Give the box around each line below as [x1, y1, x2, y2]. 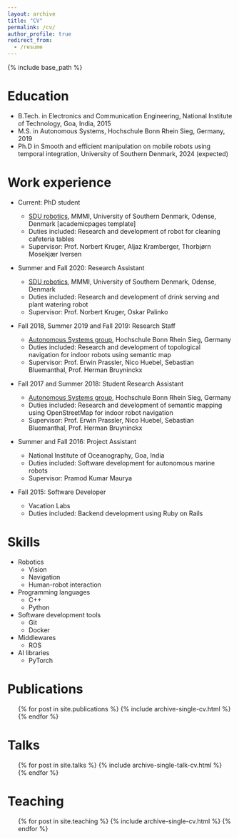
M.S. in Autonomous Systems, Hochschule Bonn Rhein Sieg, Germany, [17, 126, 225, 135]
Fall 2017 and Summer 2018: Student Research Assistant [17, 379, 184, 388]
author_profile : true [7, 30, 72, 38]
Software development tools [17, 610, 101, 619]
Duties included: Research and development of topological [28, 343, 201, 351]
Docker [28, 625, 50, 634]
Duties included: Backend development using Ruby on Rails [28, 509, 203, 518]
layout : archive [7, 10, 56, 18]
